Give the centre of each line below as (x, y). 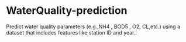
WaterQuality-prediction (67, 11)
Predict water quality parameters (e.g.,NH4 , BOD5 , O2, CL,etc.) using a (93, 26)
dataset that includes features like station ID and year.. (72, 32)
